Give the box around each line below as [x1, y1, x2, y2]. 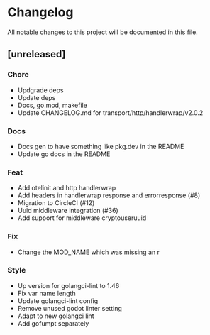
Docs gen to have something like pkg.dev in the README [17, 142, 184, 150]
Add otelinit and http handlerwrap [17, 184, 116, 192]
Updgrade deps [17, 86, 64, 94]
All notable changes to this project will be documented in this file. [7, 28, 199, 36]
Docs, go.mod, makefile [17, 101, 87, 109]
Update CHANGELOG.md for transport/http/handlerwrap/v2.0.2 [17, 108, 204, 117]
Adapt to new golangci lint [17, 312, 94, 320]
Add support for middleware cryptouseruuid [17, 214, 147, 222]
